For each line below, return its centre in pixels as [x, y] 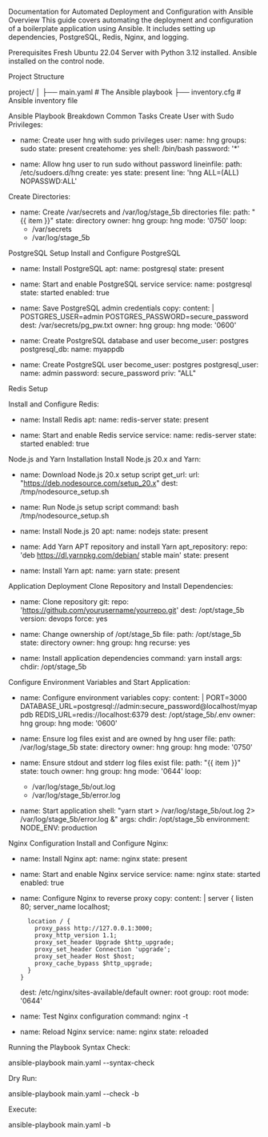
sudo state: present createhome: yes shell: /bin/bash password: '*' [130, 148]
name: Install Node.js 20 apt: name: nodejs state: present [114, 531]
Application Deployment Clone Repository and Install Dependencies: [121, 586]
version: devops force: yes [64, 619]
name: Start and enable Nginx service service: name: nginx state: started [140, 874]
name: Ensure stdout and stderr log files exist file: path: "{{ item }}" [130, 763]
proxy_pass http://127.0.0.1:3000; [94, 928]
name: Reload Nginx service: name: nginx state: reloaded [114, 1032]
